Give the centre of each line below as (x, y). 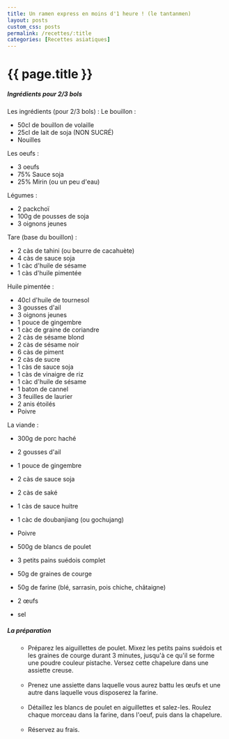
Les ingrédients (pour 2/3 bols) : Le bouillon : (72, 112)
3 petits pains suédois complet (61, 560)
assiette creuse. (50, 671)
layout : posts (28, 20)
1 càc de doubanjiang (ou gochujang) (70, 520)
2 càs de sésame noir (48, 345)
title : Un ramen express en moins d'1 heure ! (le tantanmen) (99, 14)
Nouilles (29, 140)
